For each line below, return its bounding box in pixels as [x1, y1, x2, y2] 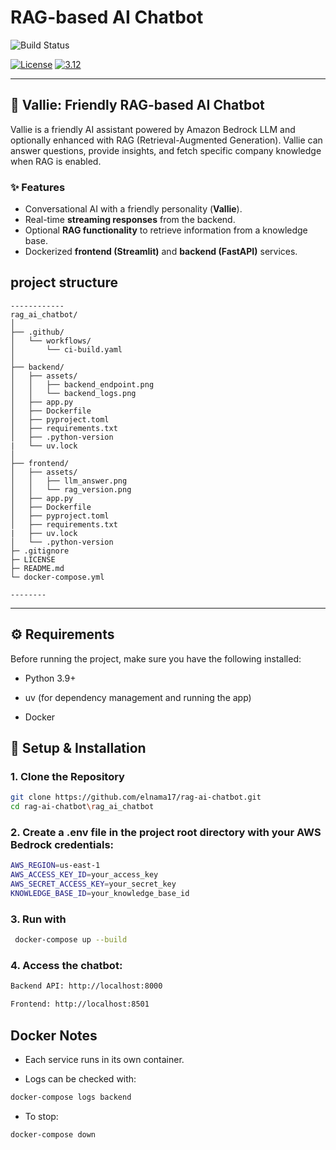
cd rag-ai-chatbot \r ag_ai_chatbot [10, 802, 155, 812]
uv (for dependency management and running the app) [24, 691, 252, 703]
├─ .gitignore [10, 546, 70, 556]
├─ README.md [10, 563, 65, 573]
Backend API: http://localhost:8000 [10, 981, 163, 991]
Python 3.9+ [24, 672, 77, 684]
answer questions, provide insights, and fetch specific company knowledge [10, 144, 322, 156]
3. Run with [10, 912, 67, 926]
